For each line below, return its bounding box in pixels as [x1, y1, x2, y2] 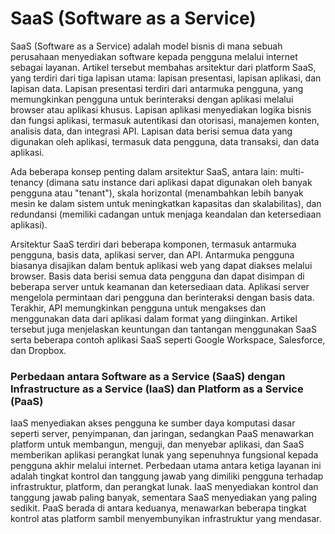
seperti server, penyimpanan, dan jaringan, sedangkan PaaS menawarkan [10, 428, 315, 440]
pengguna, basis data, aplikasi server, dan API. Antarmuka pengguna [10, 248, 295, 261]
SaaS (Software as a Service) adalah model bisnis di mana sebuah [10, 40, 283, 52]
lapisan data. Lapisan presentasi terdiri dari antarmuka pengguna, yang [10, 82, 304, 94]
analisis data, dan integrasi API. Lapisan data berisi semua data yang [10, 125, 293, 137]
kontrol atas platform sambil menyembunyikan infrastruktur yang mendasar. [10, 513, 322, 525]
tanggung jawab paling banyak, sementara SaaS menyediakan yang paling [10, 492, 318, 504]
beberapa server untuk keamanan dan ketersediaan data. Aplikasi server [10, 280, 310, 292]
